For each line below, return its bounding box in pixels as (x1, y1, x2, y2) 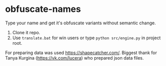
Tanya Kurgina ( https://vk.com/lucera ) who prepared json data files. (5, 55, 144, 61)
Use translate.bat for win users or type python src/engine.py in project (12, 35, 161, 41)
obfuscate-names (5, 3, 81, 15)
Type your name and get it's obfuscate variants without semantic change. (5, 20, 156, 26)
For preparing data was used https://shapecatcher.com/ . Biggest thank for (5, 50, 158, 56)
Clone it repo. (12, 29, 41, 35)
